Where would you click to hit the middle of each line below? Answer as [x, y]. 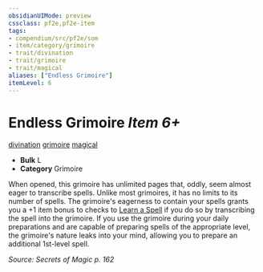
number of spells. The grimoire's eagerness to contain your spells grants [128, 201]
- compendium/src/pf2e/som [53, 38]
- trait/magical [35, 68]
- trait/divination [41, 53]
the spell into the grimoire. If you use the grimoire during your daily [119, 218]
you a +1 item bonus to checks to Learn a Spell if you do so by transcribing [131, 210]
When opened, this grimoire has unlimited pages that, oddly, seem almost [130, 185]
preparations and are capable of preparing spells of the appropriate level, [129, 227]
